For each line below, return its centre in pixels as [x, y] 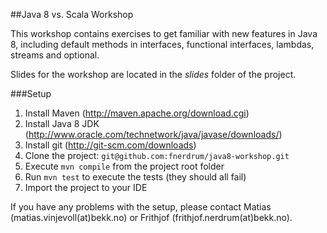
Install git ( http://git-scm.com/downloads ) [110, 145]
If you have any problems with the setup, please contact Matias [141, 207]
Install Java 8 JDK [62, 123]
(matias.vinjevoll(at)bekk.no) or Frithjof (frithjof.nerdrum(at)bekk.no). [151, 217]
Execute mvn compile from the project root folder [124, 166]
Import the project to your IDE [86, 187]
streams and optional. [55, 55]
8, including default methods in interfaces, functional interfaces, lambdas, [162, 44]
